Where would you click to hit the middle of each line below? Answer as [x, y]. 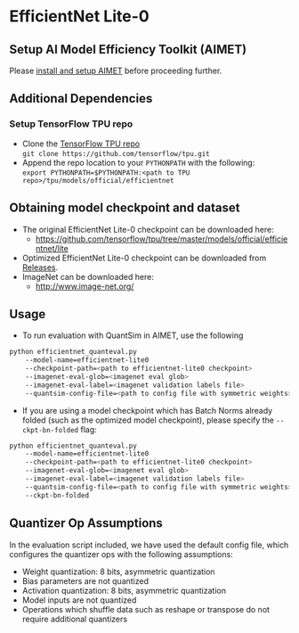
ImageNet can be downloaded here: [88, 276]
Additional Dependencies [81, 99]
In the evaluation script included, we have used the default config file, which [149, 545]
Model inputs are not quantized [79, 600]
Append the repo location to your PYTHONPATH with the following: [138, 162]
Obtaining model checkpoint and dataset [125, 208]
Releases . [40, 267]
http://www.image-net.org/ [85, 286]
